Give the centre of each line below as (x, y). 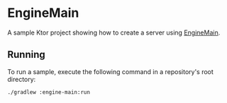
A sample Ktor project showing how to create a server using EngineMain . (114, 32)
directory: (22, 79)
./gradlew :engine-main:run (49, 92)
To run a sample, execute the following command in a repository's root (111, 71)
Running (27, 55)
